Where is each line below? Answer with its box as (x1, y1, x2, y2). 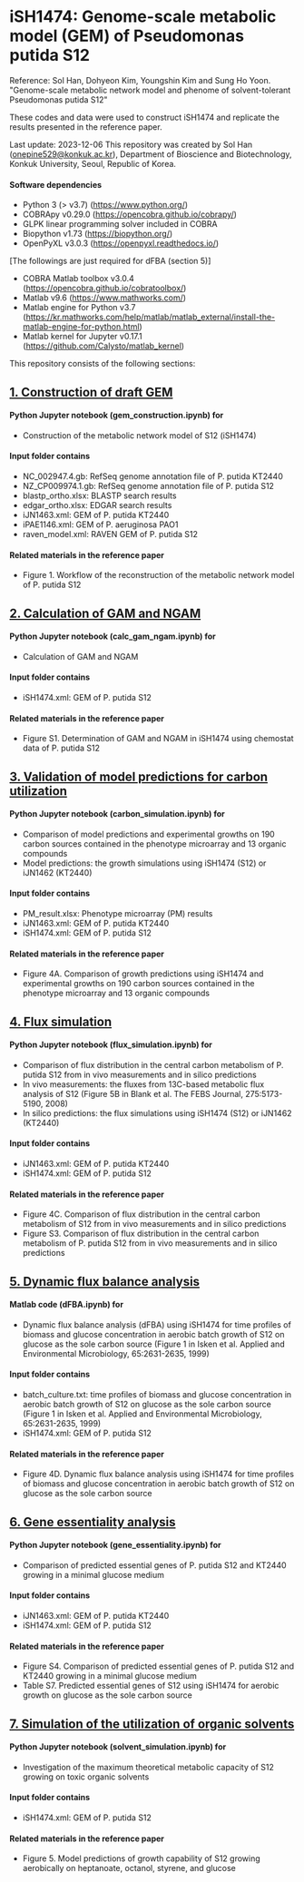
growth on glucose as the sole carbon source (22, 1690, 192, 1701)
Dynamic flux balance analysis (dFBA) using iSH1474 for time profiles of (22, 1318, 292, 1330)
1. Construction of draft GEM (9, 384, 173, 400)
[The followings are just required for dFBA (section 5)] (9, 256, 211, 267)
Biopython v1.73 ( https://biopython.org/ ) (22, 229, 173, 240)
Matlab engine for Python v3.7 (22, 302, 136, 313)
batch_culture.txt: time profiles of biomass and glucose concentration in (22, 1388, 292, 1399)
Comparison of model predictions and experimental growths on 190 (22, 828, 275, 839)
